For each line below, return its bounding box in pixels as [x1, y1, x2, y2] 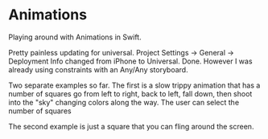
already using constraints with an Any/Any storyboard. [8, 64, 188, 74]
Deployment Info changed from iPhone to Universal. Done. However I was [8, 56, 253, 66]
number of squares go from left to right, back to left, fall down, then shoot [8, 88, 253, 98]
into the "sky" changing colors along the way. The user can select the [8, 97, 240, 107]
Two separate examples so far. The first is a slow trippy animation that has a [8, 80, 261, 90]
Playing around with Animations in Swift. [8, 32, 142, 42]
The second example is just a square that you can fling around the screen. [8, 121, 254, 131]
